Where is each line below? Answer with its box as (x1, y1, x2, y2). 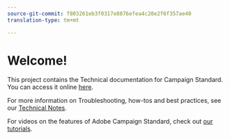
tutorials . (7, 124, 33, 133)
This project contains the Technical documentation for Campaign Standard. (7, 76, 223, 84)
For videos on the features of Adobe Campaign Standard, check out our (7, 117, 213, 126)
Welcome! (7, 53, 68, 68)
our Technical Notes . (7, 104, 68, 112)
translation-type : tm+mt (7, 17, 79, 24)
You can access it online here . (7, 83, 94, 91)
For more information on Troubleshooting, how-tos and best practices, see (7, 97, 222, 105)
